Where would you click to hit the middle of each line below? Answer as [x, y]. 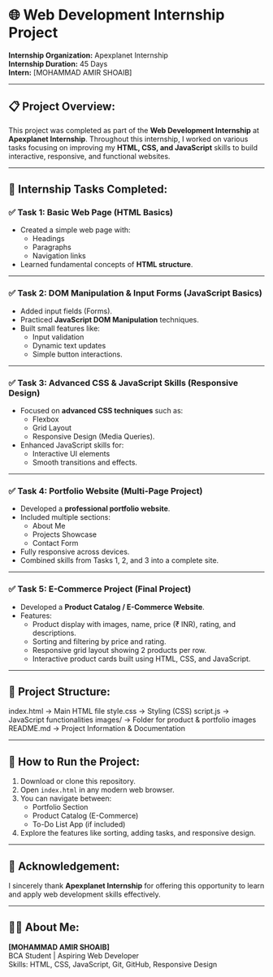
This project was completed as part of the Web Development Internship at [134, 130]
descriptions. [54, 633]
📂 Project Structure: [60, 692]
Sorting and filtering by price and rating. [99, 641]
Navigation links [59, 256]
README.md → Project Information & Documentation [97, 728]
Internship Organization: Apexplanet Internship [89, 55]
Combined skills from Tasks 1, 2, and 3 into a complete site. [119, 560]
